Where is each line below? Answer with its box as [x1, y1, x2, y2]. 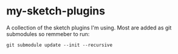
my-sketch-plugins [6, 4, 105, 18]
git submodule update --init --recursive [6, 42, 113, 48]
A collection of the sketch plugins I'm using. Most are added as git [6, 24, 172, 31]
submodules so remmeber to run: [6, 30, 90, 37]
